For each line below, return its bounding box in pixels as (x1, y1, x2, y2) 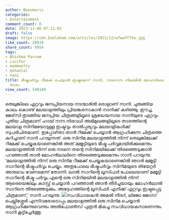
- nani (5, 73, 19, 78)
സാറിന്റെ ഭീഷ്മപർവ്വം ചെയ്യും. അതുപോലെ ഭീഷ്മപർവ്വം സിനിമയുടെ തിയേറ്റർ (5, 163, 156, 169)
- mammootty (5, 63, 30, 68)
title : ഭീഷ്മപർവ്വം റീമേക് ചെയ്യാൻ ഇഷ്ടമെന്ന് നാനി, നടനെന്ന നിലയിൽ (5, 78, 142, 83)
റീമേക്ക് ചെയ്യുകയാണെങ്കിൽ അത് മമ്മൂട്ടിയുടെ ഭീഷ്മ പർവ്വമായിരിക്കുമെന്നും (5, 140, 152, 146)
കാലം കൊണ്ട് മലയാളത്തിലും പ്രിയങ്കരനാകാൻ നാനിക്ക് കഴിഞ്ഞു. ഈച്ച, (5, 106, 153, 112)
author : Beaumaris (5, 7, 44, 13)
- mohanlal (5, 68, 28, 74)
